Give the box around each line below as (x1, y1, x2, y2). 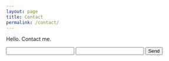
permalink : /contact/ (6, 19, 59, 25)
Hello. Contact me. (6, 36, 52, 43)
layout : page (6, 8, 38, 15)
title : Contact (6, 14, 44, 20)
